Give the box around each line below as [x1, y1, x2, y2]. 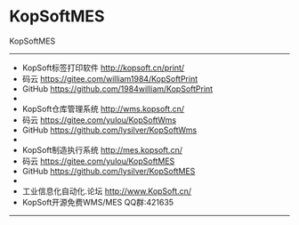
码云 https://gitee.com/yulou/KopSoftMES [21, 156, 175, 166]
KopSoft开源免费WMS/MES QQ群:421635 [21, 197, 174, 207]
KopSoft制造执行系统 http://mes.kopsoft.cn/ [21, 144, 182, 155]
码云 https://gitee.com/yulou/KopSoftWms [21, 114, 176, 125]
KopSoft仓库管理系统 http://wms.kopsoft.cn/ [21, 103, 185, 114]
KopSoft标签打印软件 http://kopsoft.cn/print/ [21, 62, 185, 73]
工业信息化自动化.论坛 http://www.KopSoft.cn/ [21, 185, 192, 197]
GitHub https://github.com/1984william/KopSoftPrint [21, 83, 214, 94]
